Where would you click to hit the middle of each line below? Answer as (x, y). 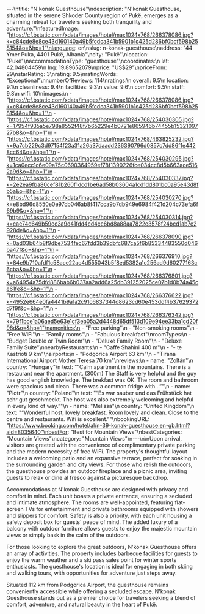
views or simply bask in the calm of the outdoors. (68, 535)
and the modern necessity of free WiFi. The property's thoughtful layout (97, 452)
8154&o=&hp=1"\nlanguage (41, 48)
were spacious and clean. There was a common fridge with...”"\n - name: (99, 386)
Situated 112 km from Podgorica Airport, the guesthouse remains (88, 585)
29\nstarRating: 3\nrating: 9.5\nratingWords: (62, 74)
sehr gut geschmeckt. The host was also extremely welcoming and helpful (100, 400)
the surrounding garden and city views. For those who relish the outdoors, (99, 464)
